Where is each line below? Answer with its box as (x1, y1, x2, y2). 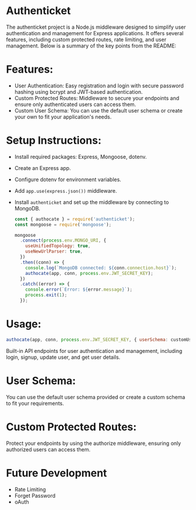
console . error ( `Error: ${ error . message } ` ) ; (25, 287, 133, 293)
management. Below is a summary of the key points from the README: (6, 42, 177, 49)
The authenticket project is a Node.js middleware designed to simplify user (6, 23, 186, 30)
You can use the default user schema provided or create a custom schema (6, 393, 185, 400)
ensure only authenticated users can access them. (14, 101, 136, 108)
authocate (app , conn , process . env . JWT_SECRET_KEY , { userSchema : (6, 336, 168, 342)
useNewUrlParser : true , (25, 249, 83, 254)
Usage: (6, 318, 42, 331)
